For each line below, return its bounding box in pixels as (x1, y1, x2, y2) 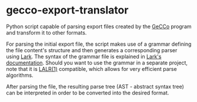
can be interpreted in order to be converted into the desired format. (6, 89, 169, 96)
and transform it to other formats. (6, 29, 87, 36)
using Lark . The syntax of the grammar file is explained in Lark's (6, 53, 162, 60)
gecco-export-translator (6, 4, 129, 17)
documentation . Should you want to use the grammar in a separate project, (6, 59, 188, 66)
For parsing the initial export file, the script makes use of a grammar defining (6, 40, 192, 47)
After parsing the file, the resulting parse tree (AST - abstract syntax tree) (6, 83, 184, 90)
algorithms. (6, 72, 34, 79)
